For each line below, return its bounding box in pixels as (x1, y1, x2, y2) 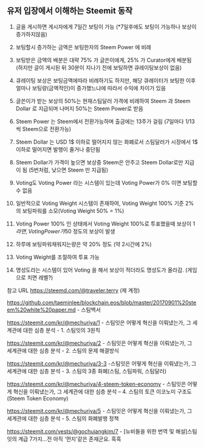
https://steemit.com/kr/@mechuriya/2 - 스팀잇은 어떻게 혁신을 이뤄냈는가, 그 (7, 339, 192, 347)
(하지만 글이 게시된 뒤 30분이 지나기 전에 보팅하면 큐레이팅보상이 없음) (15, 64, 182, 71)
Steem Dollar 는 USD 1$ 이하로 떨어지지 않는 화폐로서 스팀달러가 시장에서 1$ (15, 138, 198, 145)
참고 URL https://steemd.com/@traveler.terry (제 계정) (7, 287, 140, 294)
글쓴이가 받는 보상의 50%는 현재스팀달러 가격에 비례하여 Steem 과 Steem (15, 97, 191, 104)
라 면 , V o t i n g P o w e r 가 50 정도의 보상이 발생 (15, 227, 115, 235)
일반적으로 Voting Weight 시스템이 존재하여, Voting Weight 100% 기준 (15, 199, 185, 207)
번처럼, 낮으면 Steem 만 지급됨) (33, 166, 109, 173)
